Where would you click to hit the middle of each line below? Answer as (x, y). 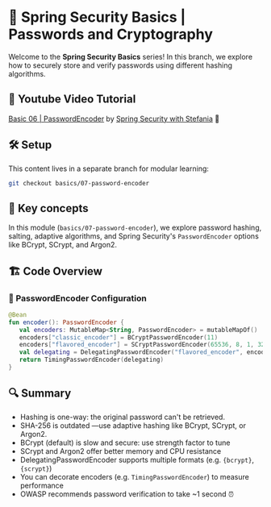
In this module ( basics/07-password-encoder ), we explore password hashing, (135, 228)
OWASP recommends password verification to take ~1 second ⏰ (127, 494)
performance (42, 485)
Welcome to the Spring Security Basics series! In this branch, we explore (130, 56)
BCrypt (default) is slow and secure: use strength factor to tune (125, 443)
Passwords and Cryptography (111, 34)
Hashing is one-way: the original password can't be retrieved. (123, 417)
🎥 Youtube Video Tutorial (72, 100)
